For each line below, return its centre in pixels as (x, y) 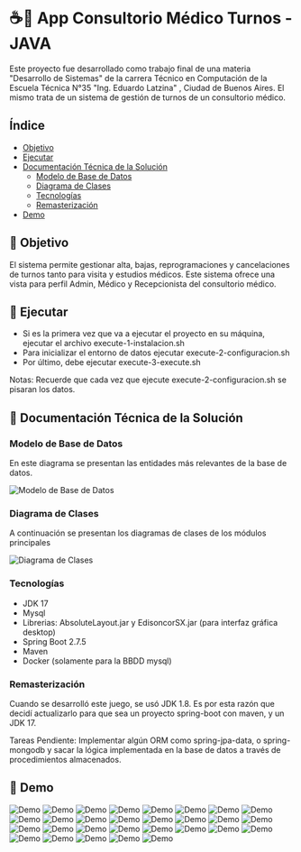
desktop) (39, 632)
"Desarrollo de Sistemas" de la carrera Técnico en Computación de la (138, 78)
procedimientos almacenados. (65, 759)
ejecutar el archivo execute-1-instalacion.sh (103, 344)
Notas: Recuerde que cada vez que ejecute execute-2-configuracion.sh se (148, 380)
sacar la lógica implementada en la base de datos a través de (167, 749)
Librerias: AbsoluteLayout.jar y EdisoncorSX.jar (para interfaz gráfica (150, 622)
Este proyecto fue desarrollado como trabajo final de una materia (130, 69)
